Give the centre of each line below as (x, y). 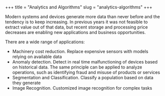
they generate (26, 83)
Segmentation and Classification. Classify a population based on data (83, 78)
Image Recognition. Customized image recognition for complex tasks (82, 88)
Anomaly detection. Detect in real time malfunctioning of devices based (85, 62)
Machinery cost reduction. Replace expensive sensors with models (80, 51)
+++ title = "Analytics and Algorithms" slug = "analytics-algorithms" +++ (79, 7)
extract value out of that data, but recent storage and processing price (77, 27)
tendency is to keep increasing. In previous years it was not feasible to (77, 22)
